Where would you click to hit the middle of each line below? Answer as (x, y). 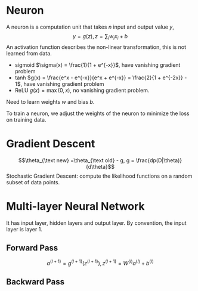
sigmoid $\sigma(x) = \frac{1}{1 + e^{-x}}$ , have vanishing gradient (98, 65)
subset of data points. (33, 182)
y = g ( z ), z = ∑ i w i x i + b (100, 37)
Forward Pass (32, 248)
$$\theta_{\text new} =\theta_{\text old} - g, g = (76, 160)
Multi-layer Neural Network (75, 206)
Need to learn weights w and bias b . (50, 101)
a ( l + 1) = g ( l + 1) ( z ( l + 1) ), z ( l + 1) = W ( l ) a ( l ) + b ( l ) (100, 263)
